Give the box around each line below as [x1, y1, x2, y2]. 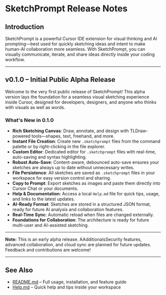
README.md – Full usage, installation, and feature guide [12, 279, 127, 285]
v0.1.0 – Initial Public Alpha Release [5, 75, 116, 84]
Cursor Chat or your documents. [12, 185, 79, 191]
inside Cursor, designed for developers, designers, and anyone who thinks [5, 99, 157, 105]
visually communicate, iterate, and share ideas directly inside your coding [5, 51, 155, 57]
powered [12, 133, 31, 139]
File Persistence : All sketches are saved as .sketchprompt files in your [12, 170, 155, 176]
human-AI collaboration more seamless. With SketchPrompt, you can [5, 46, 146, 52]
